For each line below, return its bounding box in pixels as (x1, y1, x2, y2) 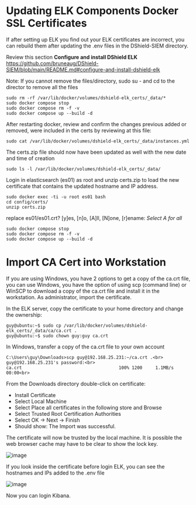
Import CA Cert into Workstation (6, 256, 167, 269)
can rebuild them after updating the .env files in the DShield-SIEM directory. (6, 42, 189, 49)
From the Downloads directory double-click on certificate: (6, 380, 146, 387)
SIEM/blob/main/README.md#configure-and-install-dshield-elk (6, 66, 160, 73)
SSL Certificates (6, 16, 87, 30)
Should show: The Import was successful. (14, 422, 116, 429)
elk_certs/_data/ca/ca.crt (6, 327, 72, 334)
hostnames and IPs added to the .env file (6, 469, 105, 476)
